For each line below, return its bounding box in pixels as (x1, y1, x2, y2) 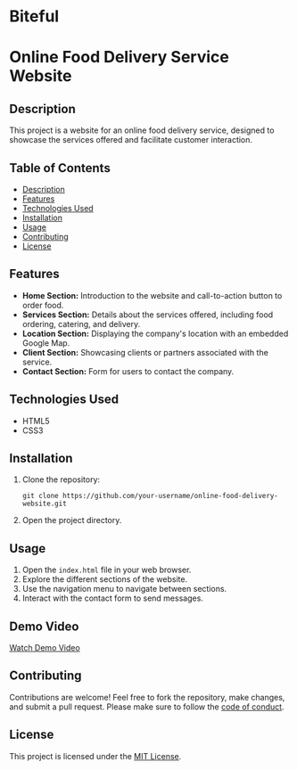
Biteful (9, 6, 60, 27)
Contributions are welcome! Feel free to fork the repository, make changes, (9, 692, 285, 702)
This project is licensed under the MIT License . (9, 750, 182, 761)
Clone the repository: (21, 474, 101, 485)
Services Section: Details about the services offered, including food (21, 309, 274, 320)
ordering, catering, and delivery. (21, 318, 141, 329)
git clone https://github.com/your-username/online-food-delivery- (21, 492, 278, 501)
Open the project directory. (21, 515, 122, 526)
